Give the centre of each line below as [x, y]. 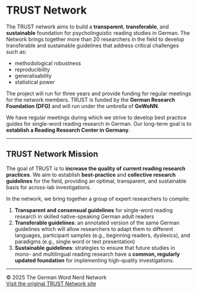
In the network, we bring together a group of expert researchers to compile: [98, 198]
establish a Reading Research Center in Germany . [68, 130]
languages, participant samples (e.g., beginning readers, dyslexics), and [102, 235]
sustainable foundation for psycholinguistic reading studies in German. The [98, 32]
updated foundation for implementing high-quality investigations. [94, 260]
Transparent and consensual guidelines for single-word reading [93, 210]
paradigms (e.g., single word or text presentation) [75, 241]
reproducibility [32, 69]
